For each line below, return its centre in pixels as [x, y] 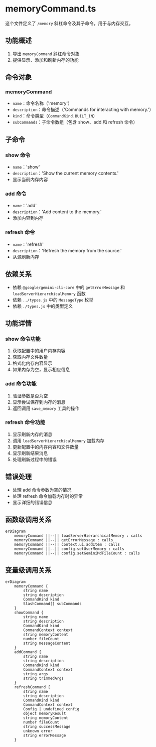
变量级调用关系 [28, 570]
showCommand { [29, 613]
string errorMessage [45, 735]
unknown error [38, 731]
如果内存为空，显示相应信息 [41, 370]
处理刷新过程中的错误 [34, 459]
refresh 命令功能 [25, 422]
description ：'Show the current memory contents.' [65, 173]
